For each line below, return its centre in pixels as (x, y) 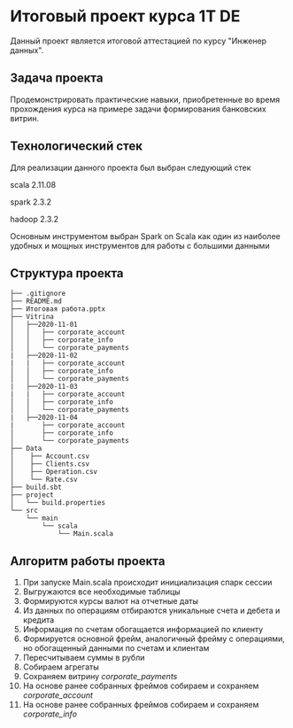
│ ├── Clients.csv (50, 464)
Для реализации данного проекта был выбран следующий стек (131, 167)
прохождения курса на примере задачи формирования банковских (138, 109)
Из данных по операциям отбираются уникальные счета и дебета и (151, 611)
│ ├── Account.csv (50, 457)
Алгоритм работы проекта (88, 561)
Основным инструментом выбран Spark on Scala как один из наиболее (146, 236)
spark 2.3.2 (31, 202)
